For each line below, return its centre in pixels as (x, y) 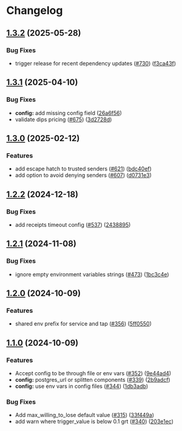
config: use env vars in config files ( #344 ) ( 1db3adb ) (82, 386)
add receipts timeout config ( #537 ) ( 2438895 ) (73, 224)
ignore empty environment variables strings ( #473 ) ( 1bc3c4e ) (92, 274)
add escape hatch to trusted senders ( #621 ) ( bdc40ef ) (83, 169)
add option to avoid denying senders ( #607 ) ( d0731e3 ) (83, 175)
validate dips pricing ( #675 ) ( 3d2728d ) (63, 119)
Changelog (35, 11)
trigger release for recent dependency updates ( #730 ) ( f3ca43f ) (96, 63)
